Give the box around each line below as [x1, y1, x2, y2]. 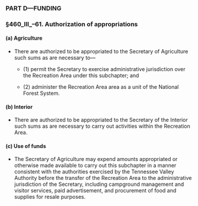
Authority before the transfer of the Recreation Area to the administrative [14, 175, 192, 182]
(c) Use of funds [5, 142, 46, 149]
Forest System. [23, 90, 60, 97]
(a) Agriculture [5, 34, 43, 42]
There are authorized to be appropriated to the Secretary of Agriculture [14, 48, 189, 55]
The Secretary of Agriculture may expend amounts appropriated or [14, 156, 178, 163]
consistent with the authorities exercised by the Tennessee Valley [14, 168, 174, 175]
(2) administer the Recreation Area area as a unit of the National [23, 83, 179, 91]
